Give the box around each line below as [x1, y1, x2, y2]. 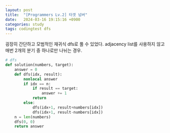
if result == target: [32, 86, 79, 91]
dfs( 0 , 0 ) [14, 119, 36, 124]
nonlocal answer [23, 76, 58, 82]
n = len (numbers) [14, 114, 51, 120]
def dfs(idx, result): [14, 72, 62, 77]
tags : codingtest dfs [5, 26, 51, 32]
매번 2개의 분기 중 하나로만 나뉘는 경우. [5, 47, 83, 54]
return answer [14, 124, 44, 129]
